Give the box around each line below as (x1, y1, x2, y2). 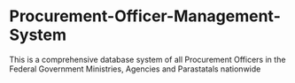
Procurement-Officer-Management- (9, 6, 281, 26)
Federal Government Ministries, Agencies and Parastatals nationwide (9, 64, 261, 74)
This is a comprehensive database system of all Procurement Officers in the (9, 54, 286, 64)
